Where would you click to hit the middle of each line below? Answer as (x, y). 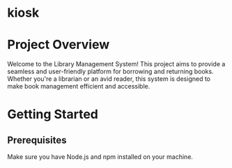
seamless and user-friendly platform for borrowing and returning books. (110, 72)
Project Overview (59, 45)
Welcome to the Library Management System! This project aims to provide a (116, 64)
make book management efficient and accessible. (79, 86)
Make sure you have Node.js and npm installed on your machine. (100, 157)
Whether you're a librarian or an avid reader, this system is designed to (109, 79)
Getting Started (53, 115)
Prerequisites (37, 140)
